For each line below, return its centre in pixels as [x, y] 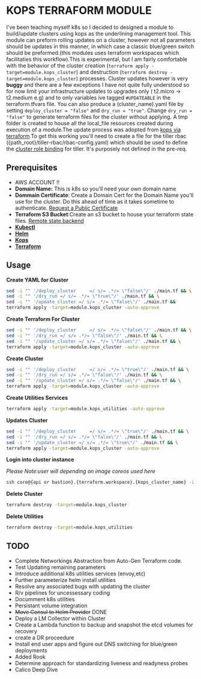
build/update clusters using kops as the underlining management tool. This [98, 33]
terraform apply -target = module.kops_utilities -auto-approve [85, 409]
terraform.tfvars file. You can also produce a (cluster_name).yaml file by [95, 104]
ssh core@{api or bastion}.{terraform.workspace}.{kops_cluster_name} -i [100, 483]
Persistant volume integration [51, 605]
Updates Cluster [27, 420]
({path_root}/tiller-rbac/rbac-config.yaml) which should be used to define [97, 142]
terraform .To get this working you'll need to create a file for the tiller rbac [96, 136]
